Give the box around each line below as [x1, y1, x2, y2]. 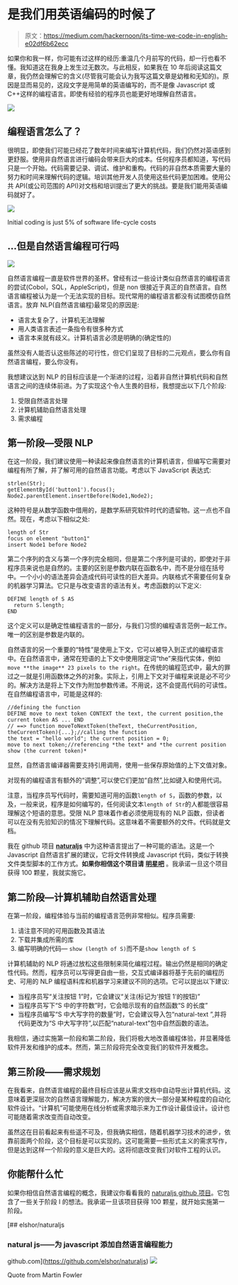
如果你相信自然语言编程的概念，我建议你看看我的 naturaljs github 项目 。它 [7, 1188, 224, 1197]
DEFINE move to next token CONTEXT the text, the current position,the [7, 710, 223, 718]
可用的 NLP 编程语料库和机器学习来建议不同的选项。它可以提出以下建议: [19, 977, 230, 986]
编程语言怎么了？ [7, 126, 82, 138]
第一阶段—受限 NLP [7, 436, 93, 448]
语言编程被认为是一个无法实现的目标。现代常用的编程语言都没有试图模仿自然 [7, 291, 231, 300]
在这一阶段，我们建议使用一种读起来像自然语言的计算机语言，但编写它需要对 [7, 457, 231, 466]
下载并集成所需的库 [17, 935, 74, 944]
